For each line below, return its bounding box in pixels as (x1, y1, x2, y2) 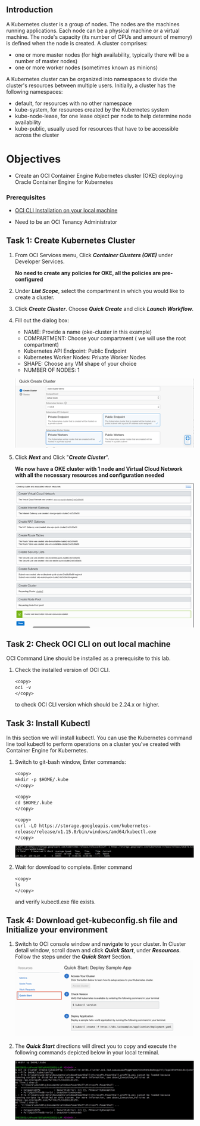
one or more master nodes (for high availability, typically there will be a (14, 51, 189, 58)
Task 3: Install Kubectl (6, 718, 90, 729)
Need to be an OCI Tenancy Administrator (14, 218, 118, 226)
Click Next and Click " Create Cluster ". (14, 454, 110, 461)
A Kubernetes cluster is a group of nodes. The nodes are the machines (6, 20, 180, 27)
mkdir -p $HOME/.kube (14, 777, 68, 783)
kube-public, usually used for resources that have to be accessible (14, 125, 179, 132)
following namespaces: (6, 88, 63, 95)
